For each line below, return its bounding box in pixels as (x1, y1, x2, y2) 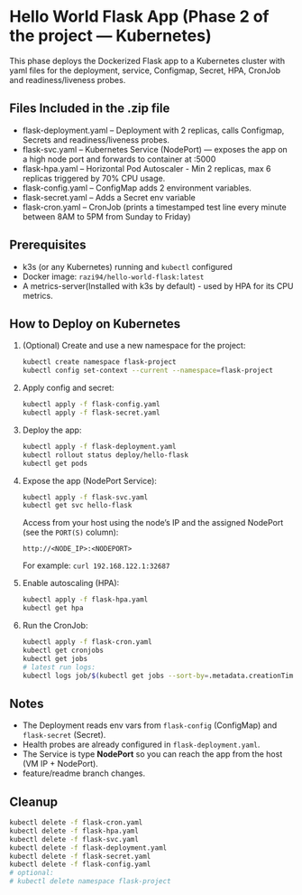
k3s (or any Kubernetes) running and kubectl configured (22, 261, 233, 272)
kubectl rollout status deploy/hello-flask (22, 450, 189, 460)
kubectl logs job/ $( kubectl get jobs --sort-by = (22, 671, 209, 680)
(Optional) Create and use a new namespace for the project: (22, 340, 246, 351)
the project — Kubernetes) (9, 25, 212, 46)
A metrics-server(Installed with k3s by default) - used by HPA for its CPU (22, 280, 294, 291)
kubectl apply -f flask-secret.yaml (22, 408, 160, 417)
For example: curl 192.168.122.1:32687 (22, 560, 170, 571)
